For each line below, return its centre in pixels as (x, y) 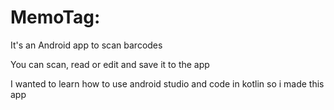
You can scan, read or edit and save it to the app (110, 64)
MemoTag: (55, 17)
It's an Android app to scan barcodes (86, 45)
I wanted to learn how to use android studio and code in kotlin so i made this (167, 83)
